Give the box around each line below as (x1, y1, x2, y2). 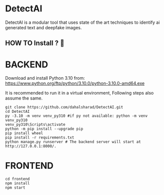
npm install (5, 181, 30, 186)
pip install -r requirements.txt (5, 135, 75, 140)
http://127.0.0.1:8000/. (5, 144, 57, 149)
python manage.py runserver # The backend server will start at (5, 140, 141, 145)
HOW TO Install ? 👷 (5, 39, 65, 48)
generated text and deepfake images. (5, 24, 82, 30)
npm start (5, 185, 26, 191)
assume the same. (5, 95, 43, 101)
